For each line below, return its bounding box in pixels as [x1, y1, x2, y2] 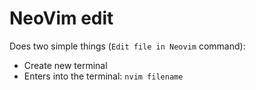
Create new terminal [23, 59, 108, 71]
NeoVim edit [9, 7, 114, 30]
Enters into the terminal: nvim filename [23, 70, 184, 82]
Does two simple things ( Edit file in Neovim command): [9, 40, 246, 52]
